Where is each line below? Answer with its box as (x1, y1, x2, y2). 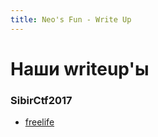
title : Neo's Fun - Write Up (10, 14, 132, 25)
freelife (24, 116, 55, 128)
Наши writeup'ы (10, 57, 150, 80)
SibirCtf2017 (10, 93, 73, 107)
